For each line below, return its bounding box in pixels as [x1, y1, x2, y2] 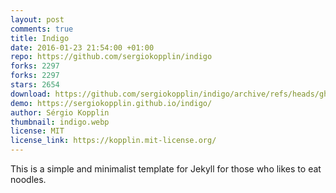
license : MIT [10, 126, 65, 136]
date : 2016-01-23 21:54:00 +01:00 [10, 42, 155, 53]
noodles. [10, 174, 47, 185]
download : [10, 89, 52, 99]
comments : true [10, 24, 74, 34]
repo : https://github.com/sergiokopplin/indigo [10, 52, 213, 62]
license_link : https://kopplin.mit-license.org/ [10, 136, 217, 146]
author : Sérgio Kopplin [10, 107, 110, 118]
